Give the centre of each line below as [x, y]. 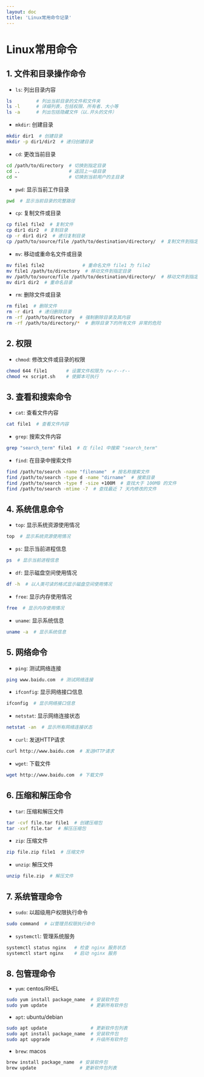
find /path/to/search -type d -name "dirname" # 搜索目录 [81, 477]
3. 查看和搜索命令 [39, 397]
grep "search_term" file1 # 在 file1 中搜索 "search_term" [82, 448]
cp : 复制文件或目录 [38, 213]
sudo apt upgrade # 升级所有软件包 [67, 1039]
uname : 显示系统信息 [39, 620]
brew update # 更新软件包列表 [62, 1068]
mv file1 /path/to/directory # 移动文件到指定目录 [69, 271]
